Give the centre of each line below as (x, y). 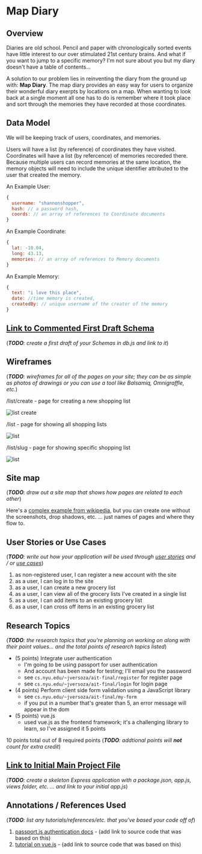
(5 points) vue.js (35, 716)
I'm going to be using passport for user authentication (90, 664)
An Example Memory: (33, 276)
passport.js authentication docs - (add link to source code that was (98, 831)
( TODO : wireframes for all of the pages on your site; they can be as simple (99, 376)
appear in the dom (47, 709)
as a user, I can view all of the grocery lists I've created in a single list (101, 594)
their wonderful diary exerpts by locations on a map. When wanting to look (99, 91)
